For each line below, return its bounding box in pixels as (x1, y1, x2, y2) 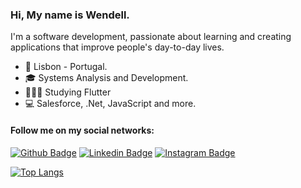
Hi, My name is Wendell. (10, 8, 130, 22)
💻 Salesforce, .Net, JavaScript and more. (24, 98, 197, 110)
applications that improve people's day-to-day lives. (10, 41, 225, 53)
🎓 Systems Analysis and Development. (24, 72, 189, 84)
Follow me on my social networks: (10, 124, 155, 136)
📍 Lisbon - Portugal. (24, 61, 108, 73)
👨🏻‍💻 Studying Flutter (24, 86, 112, 98)
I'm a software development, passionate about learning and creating (10, 31, 292, 43)
